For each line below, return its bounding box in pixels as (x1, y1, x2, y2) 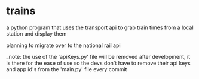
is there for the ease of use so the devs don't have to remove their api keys (6, 59, 191, 67)
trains (6, 4, 36, 18)
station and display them (6, 30, 67, 37)
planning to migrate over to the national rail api (6, 42, 121, 49)
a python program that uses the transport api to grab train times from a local (6, 24, 194, 31)
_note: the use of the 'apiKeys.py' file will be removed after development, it (6, 53, 190, 60)
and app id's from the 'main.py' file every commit (6, 65, 127, 72)
